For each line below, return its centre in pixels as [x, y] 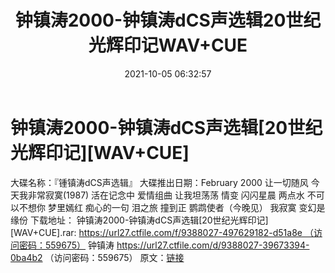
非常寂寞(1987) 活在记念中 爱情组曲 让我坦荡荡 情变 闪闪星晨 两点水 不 [172, 195]
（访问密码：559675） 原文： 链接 [114, 257]
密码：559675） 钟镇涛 [66, 245]
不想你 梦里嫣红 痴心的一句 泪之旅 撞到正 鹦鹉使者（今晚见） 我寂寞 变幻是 [172, 207]
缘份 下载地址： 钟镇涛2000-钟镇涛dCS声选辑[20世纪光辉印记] [139, 220]
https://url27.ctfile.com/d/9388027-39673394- [213, 245]
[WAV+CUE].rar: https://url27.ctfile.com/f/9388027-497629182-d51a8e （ [162, 232]
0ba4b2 [26, 257]
